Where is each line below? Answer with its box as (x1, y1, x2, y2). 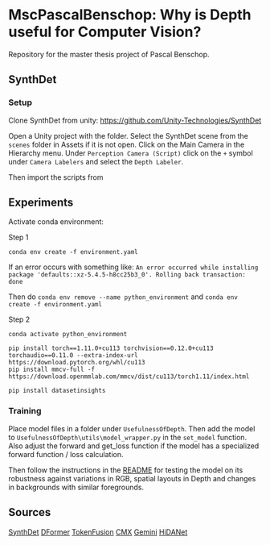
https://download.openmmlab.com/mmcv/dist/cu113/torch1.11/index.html (8, 372, 250, 381)
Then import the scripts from (8, 172, 104, 182)
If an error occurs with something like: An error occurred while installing (8, 262, 259, 272)
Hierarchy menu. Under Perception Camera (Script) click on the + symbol (8, 148, 253, 158)
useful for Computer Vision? (8, 23, 202, 41)
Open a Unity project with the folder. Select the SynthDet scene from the (8, 131, 249, 140)
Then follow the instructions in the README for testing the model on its (8, 465, 243, 475)
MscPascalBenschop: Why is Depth (8, 6, 252, 24)
